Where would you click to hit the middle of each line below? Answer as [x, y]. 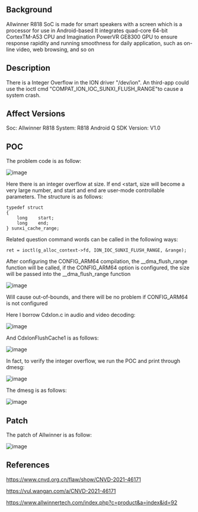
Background [29, 10]
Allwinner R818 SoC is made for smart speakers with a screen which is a [94, 24]
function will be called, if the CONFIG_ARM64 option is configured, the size [98, 268]
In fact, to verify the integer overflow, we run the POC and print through [93, 361]
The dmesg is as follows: [36, 390]
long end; [33, 223]
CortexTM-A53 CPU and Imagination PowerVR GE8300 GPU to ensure [92, 37]
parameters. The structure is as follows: [55, 197]
